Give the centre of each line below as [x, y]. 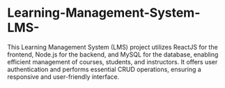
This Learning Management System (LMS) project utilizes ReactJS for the [113, 47]
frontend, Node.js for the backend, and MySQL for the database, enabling [113, 54]
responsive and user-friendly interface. [63, 76]
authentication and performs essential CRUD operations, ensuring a [104, 69]
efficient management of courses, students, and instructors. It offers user [113, 61]
